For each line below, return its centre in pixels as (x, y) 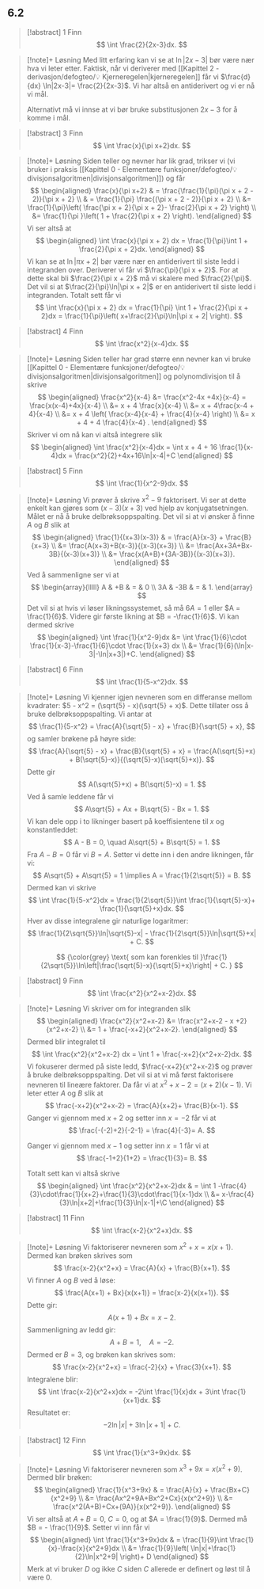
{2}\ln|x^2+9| (96, 1557)
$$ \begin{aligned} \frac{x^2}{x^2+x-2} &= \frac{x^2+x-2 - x (135, 1021)
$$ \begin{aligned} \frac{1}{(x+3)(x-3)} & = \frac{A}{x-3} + (128, 537)
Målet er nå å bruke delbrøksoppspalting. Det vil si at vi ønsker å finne (140, 516)
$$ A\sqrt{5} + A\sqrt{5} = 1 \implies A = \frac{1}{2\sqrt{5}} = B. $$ (142, 875)
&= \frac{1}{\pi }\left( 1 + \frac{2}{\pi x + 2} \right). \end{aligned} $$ (142, 215)
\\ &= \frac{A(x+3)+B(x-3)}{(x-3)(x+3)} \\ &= (123, 546)
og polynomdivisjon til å (202, 376)
